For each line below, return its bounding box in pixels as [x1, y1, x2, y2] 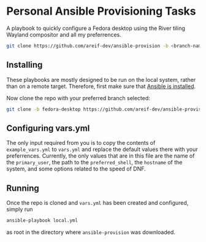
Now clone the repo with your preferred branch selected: [6, 94, 150, 101]
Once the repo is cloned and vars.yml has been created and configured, [6, 199, 189, 207]
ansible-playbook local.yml [6, 218, 78, 224]
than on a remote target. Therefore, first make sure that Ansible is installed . [6, 82, 196, 90]
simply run [6, 206, 33, 213]
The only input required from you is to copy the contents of [6, 139, 156, 147]
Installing [6, 60, 43, 70]
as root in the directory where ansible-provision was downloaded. [6, 229, 176, 236]
